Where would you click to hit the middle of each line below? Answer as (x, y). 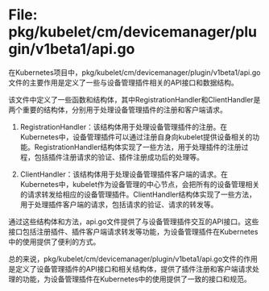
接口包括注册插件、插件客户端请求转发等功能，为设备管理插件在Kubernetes (133, 231)
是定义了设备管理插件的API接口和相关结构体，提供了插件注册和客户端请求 (130, 268)
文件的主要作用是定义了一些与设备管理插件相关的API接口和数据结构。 (124, 82)
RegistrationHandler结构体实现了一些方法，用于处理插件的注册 (138, 147)
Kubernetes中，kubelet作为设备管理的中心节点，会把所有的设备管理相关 (140, 184)
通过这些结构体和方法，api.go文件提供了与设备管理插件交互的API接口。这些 (134, 221)
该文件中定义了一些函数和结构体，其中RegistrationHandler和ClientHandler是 (134, 99)
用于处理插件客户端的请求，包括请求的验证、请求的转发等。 (119, 204)
